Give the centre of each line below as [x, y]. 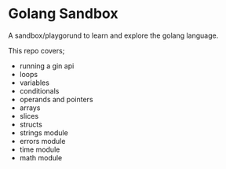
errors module [42, 141]
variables [34, 83]
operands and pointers [56, 99]
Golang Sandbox [63, 14]
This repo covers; [36, 50]
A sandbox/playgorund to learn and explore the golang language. [113, 35]
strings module [44, 132]
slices [29, 116]
